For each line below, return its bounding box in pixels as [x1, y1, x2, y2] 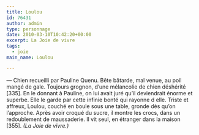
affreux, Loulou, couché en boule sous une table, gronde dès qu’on [6, 102, 176, 110]
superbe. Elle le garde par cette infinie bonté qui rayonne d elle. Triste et [6, 96, 189, 103]
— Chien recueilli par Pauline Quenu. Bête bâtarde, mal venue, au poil [6, 76, 182, 84]
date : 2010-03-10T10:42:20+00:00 [6, 32, 92, 38]
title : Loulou [6, 9, 43, 15]
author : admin [6, 20, 43, 26]
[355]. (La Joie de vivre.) [6, 122, 69, 129]
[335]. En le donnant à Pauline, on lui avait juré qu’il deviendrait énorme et [6, 89, 193, 97]
